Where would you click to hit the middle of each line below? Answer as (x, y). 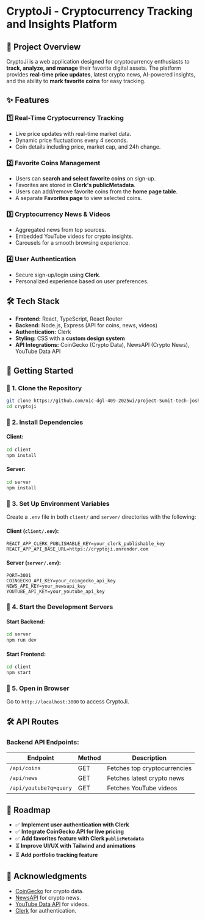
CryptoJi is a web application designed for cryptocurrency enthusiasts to (98, 61)
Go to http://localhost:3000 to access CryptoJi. (68, 702)
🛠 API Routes (33, 722)
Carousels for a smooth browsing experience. (72, 243)
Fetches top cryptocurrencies (149, 768)
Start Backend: (26, 621)
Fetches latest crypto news (146, 778)
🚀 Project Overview (44, 47)
